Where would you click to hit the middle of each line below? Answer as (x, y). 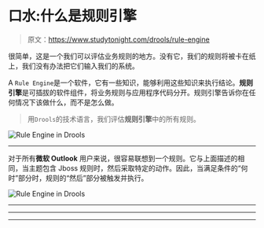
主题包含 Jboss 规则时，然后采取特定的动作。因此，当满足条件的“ (135, 168)
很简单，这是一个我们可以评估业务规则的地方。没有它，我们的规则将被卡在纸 (132, 56)
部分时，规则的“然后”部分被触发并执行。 (83, 178)
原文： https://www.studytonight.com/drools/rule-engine (118, 39)
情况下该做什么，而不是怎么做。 (66, 102)
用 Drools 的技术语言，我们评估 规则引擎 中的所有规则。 (114, 119)
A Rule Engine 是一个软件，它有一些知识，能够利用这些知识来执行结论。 (124, 83)
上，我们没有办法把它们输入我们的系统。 (73, 66)
